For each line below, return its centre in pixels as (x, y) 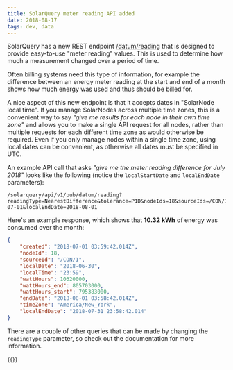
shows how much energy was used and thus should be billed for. (100, 89)
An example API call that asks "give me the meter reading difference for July (116, 168)
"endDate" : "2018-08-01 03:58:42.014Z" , (79, 298)
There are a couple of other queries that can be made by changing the (107, 331)
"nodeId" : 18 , (40, 253)
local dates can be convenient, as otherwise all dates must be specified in (113, 147)
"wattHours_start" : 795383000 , (65, 292)
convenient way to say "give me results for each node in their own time (109, 117)
